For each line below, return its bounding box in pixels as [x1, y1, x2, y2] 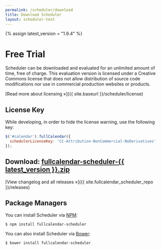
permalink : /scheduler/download [5, 7, 73, 13]
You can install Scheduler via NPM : [5, 212, 78, 218]
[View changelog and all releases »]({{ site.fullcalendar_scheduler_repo [5, 179, 153, 185]
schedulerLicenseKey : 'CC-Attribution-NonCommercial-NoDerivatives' [10, 139, 156, 144]
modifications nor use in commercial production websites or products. [5, 81, 151, 87]
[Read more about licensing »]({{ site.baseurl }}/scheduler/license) [5, 91, 143, 97]
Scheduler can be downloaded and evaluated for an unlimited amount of [5, 65, 155, 71]
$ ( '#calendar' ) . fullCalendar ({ [5, 134, 71, 139]
